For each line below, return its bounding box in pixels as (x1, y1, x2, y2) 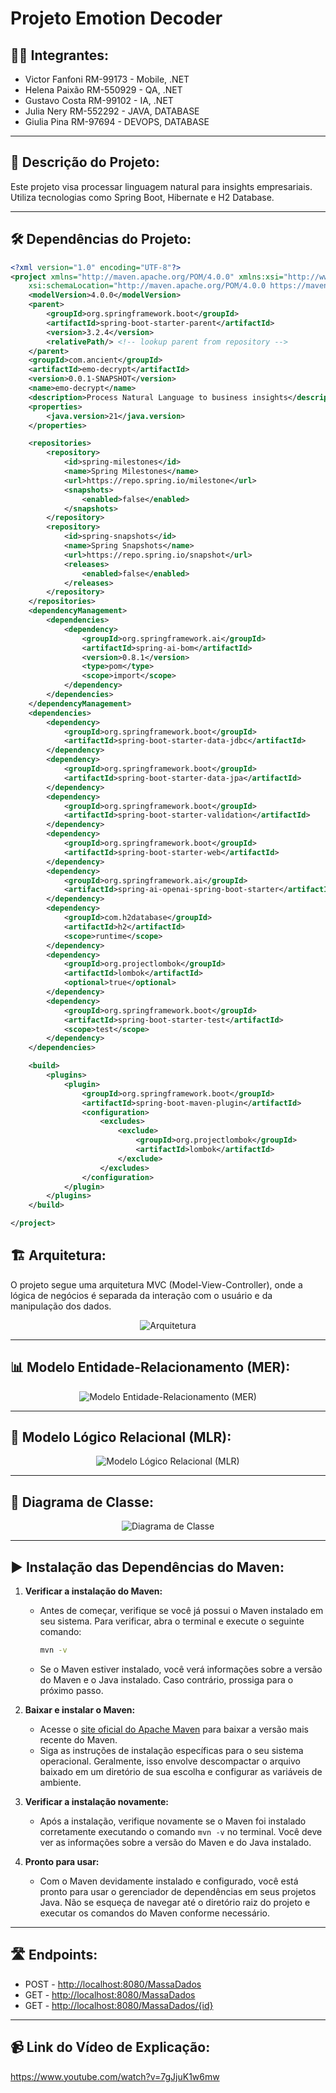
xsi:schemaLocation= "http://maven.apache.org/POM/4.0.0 (28, 281, 267, 291)
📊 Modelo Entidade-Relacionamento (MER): (10, 1359, 291, 1376)
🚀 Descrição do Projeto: (10, 154, 160, 171)
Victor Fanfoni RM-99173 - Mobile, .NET (24, 73, 190, 85)
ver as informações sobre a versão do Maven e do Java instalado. (39, 1836, 312, 1848)
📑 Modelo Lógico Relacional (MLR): (10, 1429, 232, 1446)
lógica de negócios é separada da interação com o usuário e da (10, 1289, 273, 1301)
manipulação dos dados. (10, 1300, 112, 1312)
